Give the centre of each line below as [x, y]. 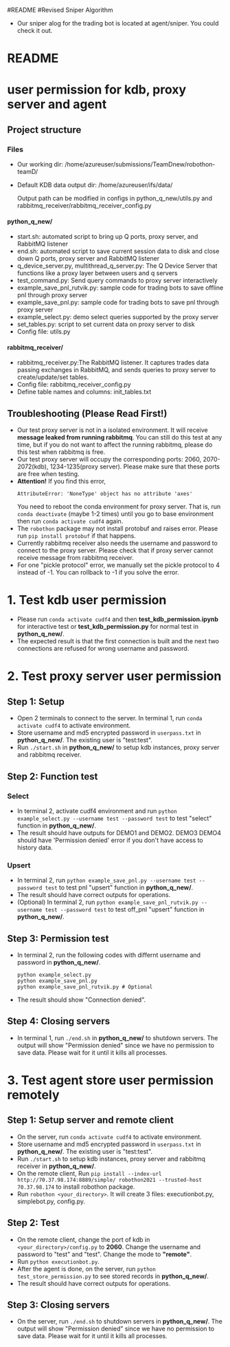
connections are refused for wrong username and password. [103, 649]
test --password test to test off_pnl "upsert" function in [125, 909]
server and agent [57, 104]
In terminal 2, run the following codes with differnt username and [109, 955]
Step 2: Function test [53, 776]
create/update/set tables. [53, 377]
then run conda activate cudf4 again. [70, 521]
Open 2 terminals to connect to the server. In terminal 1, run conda [110, 718]
